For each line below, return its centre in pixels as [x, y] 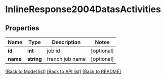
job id [53, 51]
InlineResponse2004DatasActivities [83, 9]
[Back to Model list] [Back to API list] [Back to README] [63, 71]
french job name [66, 59]
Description [66, 42]
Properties [22, 28]
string [34, 59]
